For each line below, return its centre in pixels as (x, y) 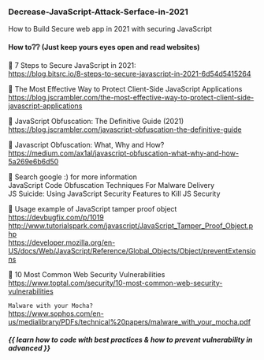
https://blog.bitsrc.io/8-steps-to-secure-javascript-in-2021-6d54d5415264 (130, 73)
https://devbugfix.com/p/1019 (56, 217)
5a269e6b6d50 (33, 161)
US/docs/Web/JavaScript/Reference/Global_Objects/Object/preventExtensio (132, 250)
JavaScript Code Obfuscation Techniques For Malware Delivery (112, 185)
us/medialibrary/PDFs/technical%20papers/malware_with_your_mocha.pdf (129, 321)
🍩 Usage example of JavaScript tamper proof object (93, 208)
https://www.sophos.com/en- (56, 313)
